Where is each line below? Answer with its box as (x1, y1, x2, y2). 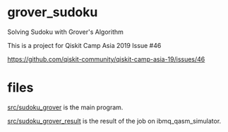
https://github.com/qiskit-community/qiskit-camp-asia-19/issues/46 (7, 54, 205, 64)
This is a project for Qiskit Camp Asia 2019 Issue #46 (7, 41, 162, 49)
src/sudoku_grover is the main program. (7, 103, 124, 112)
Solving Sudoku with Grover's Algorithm (7, 28, 124, 36)
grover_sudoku (7, 4, 98, 20)
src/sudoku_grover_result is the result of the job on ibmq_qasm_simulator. (7, 116, 222, 125)
